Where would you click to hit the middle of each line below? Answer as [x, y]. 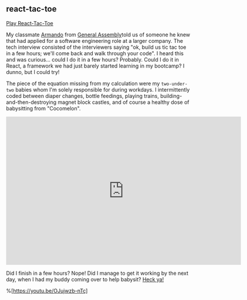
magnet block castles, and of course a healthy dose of [123, 102]
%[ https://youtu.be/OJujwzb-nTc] [47, 291]
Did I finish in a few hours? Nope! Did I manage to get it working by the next [97, 273]
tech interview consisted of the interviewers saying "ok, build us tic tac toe [96, 47]
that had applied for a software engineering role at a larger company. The [95, 41]
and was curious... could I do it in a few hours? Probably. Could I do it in [92, 59]
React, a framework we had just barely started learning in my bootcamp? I [95, 66]
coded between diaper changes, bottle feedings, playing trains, [83, 96]
